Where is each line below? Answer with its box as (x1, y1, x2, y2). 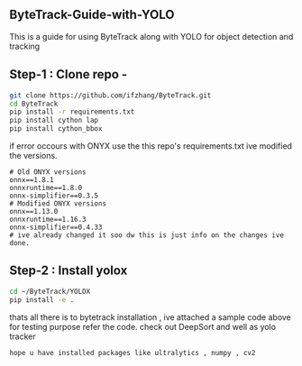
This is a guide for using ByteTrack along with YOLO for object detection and (9, 31, 294, 41)
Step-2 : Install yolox (9, 263, 128, 279)
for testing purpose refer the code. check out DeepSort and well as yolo (9, 321, 277, 332)
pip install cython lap (9, 116, 99, 125)
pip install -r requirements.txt (9, 107, 135, 116)
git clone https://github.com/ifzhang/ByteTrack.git (9, 90, 212, 100)
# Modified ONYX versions (9, 199, 106, 208)
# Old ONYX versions (9, 168, 87, 177)
